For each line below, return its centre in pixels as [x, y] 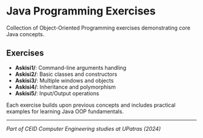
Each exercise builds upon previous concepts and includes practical [91, 105]
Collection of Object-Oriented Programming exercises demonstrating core [98, 28]
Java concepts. [25, 34]
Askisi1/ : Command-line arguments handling [71, 67]
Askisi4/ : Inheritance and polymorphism [65, 87]
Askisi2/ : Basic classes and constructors [66, 74]
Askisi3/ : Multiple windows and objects [64, 80]
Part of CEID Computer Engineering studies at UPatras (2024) [84, 128]
